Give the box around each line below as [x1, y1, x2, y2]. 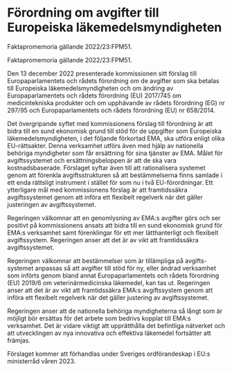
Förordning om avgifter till [7, 5, 159, 21]
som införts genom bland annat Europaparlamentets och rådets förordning [7, 271, 220, 280]
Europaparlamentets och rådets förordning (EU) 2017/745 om [7, 91, 182, 100]
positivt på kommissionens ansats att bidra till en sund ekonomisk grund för [7, 221, 223, 229]
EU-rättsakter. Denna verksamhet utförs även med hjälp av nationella [7, 141, 204, 150]
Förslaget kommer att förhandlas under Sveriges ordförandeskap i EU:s [7, 350, 211, 358]
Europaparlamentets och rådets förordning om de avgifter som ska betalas [7, 76, 220, 84]
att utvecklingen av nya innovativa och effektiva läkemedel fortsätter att [7, 329, 211, 337]
